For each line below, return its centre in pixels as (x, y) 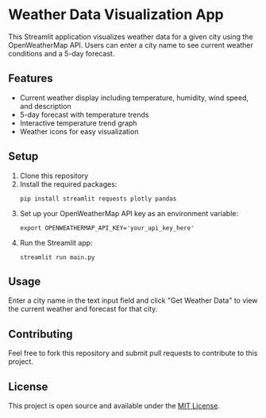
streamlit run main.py (57, 257)
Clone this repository (54, 176)
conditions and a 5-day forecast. (62, 53)
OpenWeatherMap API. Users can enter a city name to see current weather (131, 45)
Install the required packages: (68, 184)
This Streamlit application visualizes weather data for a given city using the (131, 37)
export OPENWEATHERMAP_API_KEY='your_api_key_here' (107, 228)
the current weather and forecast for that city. (83, 309)
